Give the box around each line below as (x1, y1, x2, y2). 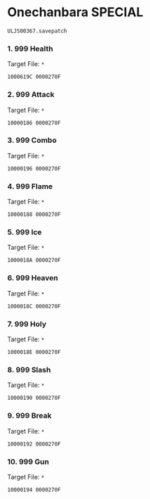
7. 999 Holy (7, 319, 47, 329)
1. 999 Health (7, 44, 54, 53)
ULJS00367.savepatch (7, 27, 68, 34)
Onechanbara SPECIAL (7, 4, 144, 20)
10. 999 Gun (7, 457, 49, 467)
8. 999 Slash (7, 365, 51, 374)
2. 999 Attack (7, 89, 55, 99)
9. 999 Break (7, 411, 52, 421)
